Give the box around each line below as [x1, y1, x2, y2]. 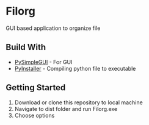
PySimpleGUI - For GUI [14, 58, 73, 65]
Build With [5, 42, 46, 52]
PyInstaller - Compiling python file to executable [14, 65, 136, 72]
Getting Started [5, 82, 66, 93]
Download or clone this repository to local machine [14, 99, 143, 106]
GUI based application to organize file [5, 24, 101, 32]
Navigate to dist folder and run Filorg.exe [14, 105, 118, 112]
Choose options [14, 112, 55, 119]
